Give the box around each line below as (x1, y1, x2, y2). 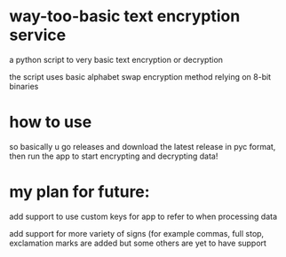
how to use (9, 113, 92, 132)
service (9, 25, 67, 45)
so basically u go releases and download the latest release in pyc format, (9, 141, 276, 152)
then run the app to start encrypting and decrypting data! (9, 151, 218, 161)
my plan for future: (9, 182, 150, 202)
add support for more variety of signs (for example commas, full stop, (9, 228, 265, 238)
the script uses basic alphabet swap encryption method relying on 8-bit (9, 71, 272, 82)
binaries (9, 81, 39, 91)
